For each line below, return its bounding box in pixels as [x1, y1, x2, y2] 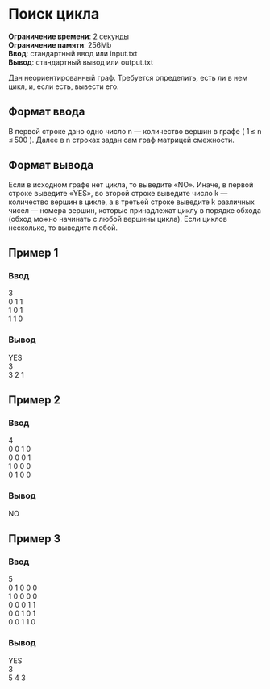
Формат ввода [8, 105, 85, 119]
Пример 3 [8, 532, 61, 545]
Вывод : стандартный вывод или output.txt [8, 57, 153, 67]
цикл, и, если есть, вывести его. [8, 81, 119, 91]
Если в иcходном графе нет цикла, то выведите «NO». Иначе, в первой [8, 179, 254, 190]
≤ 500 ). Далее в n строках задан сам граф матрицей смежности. [8, 135, 235, 144]
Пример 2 [8, 393, 61, 407]
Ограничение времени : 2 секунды [8, 31, 130, 41]
